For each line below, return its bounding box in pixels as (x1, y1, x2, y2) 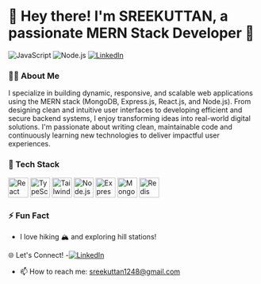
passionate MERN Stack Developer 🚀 (8, 24, 255, 42)
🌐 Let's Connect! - (8, 250, 69, 259)
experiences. (8, 139, 52, 149)
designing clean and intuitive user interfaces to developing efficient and (8, 105, 243, 115)
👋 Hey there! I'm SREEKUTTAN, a (8, 7, 228, 25)
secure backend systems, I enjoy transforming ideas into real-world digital (8, 114, 251, 123)
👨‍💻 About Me (8, 70, 59, 81)
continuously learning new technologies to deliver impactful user (8, 130, 220, 140)
